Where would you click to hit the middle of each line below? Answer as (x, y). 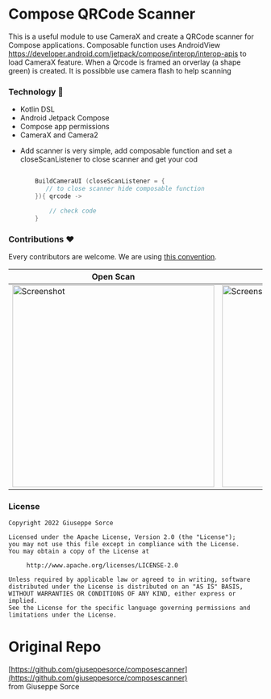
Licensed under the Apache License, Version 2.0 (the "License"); (122, 537)
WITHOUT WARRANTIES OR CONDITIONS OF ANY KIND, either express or (122, 594)
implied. (23, 601)
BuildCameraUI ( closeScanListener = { (100, 181)
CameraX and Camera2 (59, 135)
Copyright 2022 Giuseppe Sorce (61, 523)
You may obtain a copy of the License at (79, 552)
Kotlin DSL (37, 109)
